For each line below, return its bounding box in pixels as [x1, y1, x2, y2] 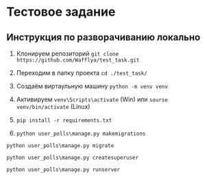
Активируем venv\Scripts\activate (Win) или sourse [16, 95, 169, 103]
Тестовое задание [6, 4, 116, 20]
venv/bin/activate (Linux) [16, 103, 90, 110]
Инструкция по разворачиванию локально [6, 31, 201, 43]
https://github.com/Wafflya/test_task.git [16, 57, 140, 64]
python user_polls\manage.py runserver [6, 166, 121, 173]
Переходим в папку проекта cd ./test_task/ [16, 69, 148, 77]
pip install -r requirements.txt [16, 117, 112, 124]
